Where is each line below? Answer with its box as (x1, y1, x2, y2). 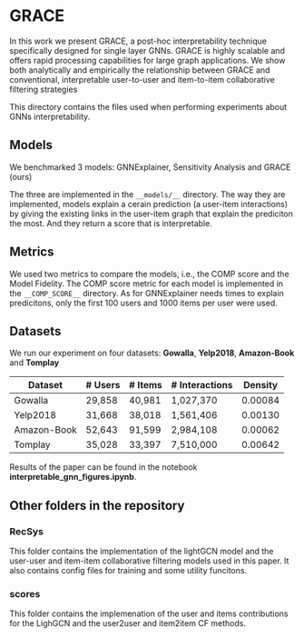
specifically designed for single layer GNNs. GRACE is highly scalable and (9, 45, 286, 55)
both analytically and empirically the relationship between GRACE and (9, 65, 270, 75)
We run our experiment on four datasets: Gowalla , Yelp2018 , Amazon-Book (9, 347, 295, 359)
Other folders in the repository (9, 497, 185, 513)
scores (9, 587, 41, 600)
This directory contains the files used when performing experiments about (9, 101, 288, 112)
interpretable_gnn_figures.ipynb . (9, 472, 137, 483)
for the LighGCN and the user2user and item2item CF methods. (9, 618, 247, 629)
